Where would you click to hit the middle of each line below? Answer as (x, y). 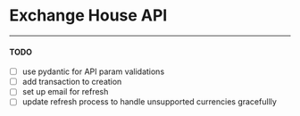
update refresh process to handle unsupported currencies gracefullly (149, 102)
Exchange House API (88, 16)
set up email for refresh (65, 92)
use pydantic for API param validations (93, 71)
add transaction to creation (72, 82)
